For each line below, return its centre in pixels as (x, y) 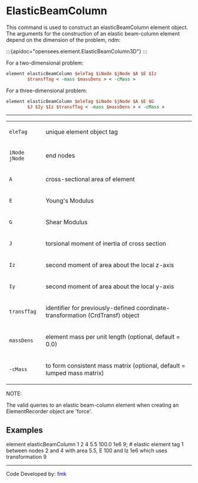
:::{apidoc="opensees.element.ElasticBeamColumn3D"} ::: (77, 51)
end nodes (60, 156)
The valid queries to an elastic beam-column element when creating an (93, 405)
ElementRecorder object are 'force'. (49, 411)
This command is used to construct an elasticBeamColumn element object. (97, 27)
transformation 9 (27, 457)
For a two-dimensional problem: (45, 63)
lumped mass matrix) (75, 373)
